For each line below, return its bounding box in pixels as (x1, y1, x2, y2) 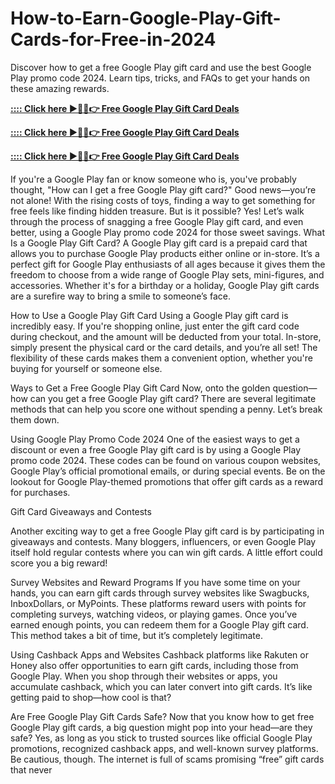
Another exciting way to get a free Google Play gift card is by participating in (10, 525, 325, 537)
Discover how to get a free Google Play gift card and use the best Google (10, 61, 312, 73)
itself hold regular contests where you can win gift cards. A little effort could (10, 546, 323, 558)
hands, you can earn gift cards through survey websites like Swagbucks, (10, 587, 310, 599)
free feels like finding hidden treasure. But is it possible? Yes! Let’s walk (10, 205, 305, 217)
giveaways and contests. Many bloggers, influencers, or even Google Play (10, 535, 317, 547)
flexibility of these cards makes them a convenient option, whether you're (10, 352, 314, 364)
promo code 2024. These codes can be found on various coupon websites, (10, 454, 322, 466)
